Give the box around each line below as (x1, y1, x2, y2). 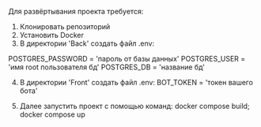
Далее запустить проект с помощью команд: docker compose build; (19, 102, 251, 110)
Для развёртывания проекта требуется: (8, 7, 144, 16)
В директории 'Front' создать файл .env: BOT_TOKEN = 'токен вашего (19, 78, 253, 87)
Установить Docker (19, 31, 85, 39)
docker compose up (19, 110, 85, 119)
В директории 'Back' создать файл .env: (19, 39, 155, 48)
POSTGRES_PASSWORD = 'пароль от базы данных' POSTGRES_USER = (8, 54, 246, 63)
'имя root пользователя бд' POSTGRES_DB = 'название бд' (8, 62, 206, 72)
